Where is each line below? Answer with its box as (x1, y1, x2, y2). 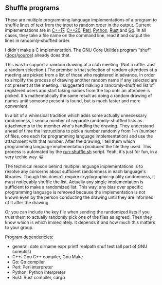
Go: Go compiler (12, 259, 45, 265)
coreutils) (12, 248, 32, 254)
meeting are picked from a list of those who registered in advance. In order (5, 72, 155, 77)
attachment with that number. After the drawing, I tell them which (5, 138, 135, 144)
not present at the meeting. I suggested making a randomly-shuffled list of (5, 82, 154, 88)
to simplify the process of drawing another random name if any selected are (5, 77, 158, 83)
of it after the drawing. (5, 199, 50, 205)
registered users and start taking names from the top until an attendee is (5, 87, 150, 93)
